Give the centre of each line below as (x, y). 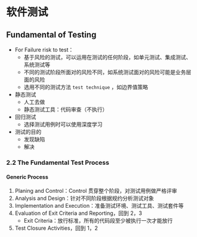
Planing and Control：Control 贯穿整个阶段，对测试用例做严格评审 (96, 191)
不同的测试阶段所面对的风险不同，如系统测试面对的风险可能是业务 (105, 72)
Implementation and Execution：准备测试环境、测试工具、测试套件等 (99, 206)
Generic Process (27, 177)
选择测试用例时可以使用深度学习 (63, 124)
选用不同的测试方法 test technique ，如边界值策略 (86, 87)
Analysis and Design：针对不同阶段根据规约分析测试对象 (84, 198)
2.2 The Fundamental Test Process (58, 162)
